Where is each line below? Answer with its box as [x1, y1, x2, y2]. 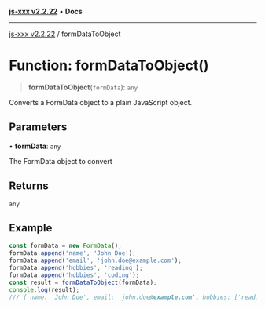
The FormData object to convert [9, 156, 112, 165]
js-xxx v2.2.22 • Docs [9, 7, 83, 16]
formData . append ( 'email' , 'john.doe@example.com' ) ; [9, 256, 182, 265]
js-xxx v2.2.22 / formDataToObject [9, 29, 121, 38]
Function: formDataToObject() [9, 56, 209, 75]
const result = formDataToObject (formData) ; [9, 278, 157, 286]
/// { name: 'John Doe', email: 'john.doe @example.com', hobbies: [9, 293, 231, 301]
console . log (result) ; [9, 285, 80, 293]
